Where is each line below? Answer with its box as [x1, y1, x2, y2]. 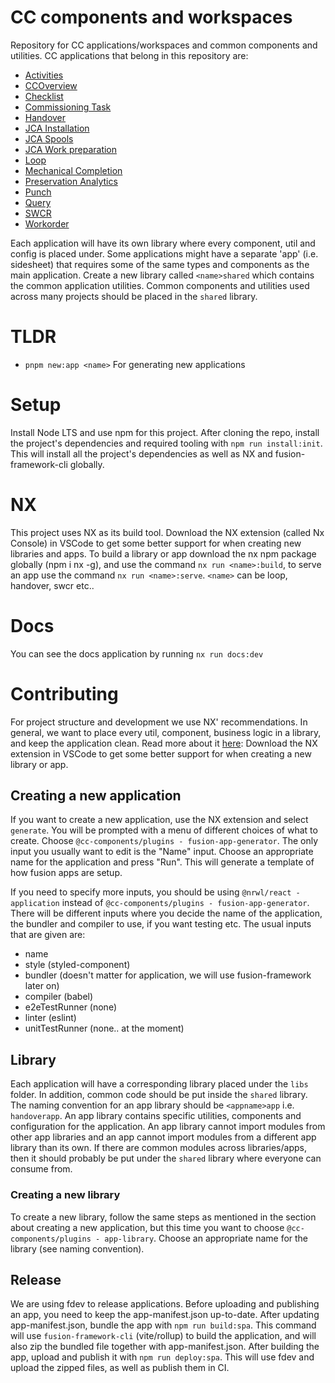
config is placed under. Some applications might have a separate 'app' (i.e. [10, 247, 319, 260]
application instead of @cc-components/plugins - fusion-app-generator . [10, 897, 310, 909]
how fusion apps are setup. [10, 867, 123, 879]
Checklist [24, 90, 64, 102]
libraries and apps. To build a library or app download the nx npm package [10, 547, 317, 560]
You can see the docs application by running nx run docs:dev [10, 647, 264, 660]
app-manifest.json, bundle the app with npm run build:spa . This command [10, 1319, 317, 1331]
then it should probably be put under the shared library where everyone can [10, 1152, 322, 1165]
